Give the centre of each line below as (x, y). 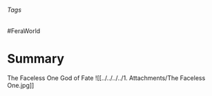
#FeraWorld (24, 31)
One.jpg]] (21, 86)
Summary (36, 59)
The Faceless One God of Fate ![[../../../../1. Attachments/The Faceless (106, 78)
